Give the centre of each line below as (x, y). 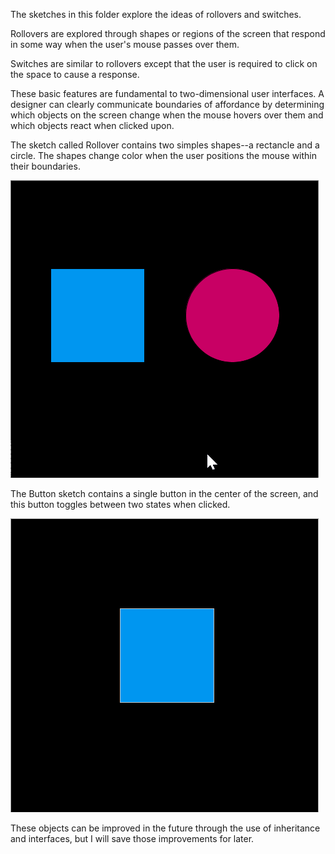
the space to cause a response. (75, 74)
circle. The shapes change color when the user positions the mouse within (163, 155)
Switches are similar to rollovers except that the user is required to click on (164, 63)
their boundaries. (45, 166)
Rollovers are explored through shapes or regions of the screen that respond (168, 33)
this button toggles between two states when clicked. (120, 504)
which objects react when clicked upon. (92, 125)
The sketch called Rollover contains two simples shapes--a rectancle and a (165, 145)
